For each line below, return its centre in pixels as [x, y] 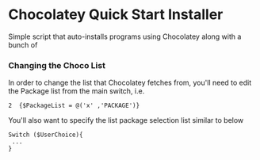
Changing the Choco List [57, 65]
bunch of [23, 44]
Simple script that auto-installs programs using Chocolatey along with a [125, 36]
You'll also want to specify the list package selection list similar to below [126, 120]
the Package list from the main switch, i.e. [76, 91]
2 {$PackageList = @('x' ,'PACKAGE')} [74, 106]
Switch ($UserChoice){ [46, 135]
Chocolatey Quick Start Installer [116, 15]
